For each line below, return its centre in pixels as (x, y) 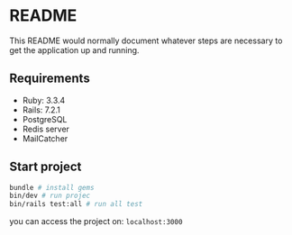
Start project (46, 167)
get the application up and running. (74, 50)
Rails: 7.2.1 (41, 110)
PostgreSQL (45, 119)
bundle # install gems (52, 187)
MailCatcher (45, 138)
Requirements (50, 79)
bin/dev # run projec (50, 196)
